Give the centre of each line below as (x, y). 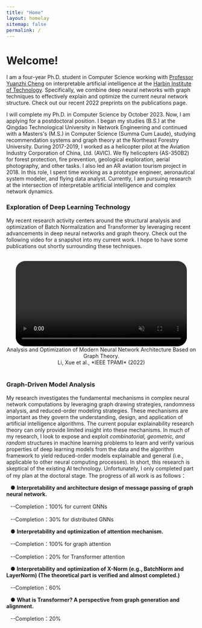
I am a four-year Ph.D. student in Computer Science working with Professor (100, 77)
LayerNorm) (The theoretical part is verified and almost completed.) (93, 575)
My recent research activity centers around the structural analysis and (93, 220)
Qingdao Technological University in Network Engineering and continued (97, 127)
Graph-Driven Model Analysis (51, 385)
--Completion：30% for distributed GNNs (62, 519)
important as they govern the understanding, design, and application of (95, 417)
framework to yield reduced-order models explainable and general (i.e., (95, 455)
